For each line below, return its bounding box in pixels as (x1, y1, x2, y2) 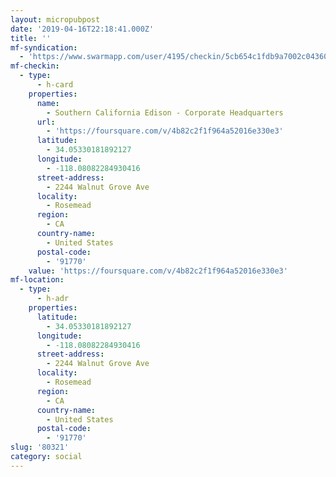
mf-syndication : (10, 42, 78, 53)
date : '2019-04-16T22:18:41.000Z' (10, 24, 155, 34)
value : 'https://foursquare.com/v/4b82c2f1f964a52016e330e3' (28, 266, 288, 276)
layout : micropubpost (10, 14, 101, 25)
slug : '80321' (10, 442, 70, 453)
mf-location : (10, 275, 65, 285)
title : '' (10, 33, 52, 43)
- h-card (36, 80, 74, 90)
